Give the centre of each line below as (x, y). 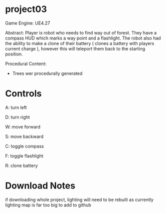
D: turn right (17, 117)
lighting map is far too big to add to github (48, 205)
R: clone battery (22, 165)
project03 (26, 9)
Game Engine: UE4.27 (28, 23)
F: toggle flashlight (24, 155)
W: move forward (23, 126)
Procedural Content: (26, 63)
